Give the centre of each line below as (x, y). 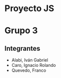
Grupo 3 (21, 31)
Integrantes (23, 48)
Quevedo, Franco (29, 70)
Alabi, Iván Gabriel (30, 60)
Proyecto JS (29, 8)
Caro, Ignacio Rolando (34, 65)
